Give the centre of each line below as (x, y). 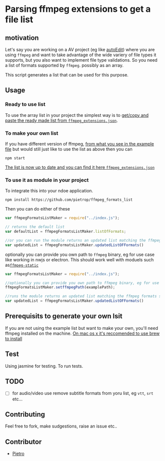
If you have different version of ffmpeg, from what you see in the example (80, 143)
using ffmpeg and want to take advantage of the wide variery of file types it (81, 55)
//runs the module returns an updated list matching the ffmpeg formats (81, 296)
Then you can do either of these (38, 209)
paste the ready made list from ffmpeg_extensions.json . (61, 120)
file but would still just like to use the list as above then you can (69, 149)
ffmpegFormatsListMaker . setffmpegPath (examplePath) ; (60, 287)
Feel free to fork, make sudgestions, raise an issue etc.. (61, 426)
